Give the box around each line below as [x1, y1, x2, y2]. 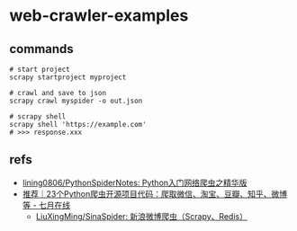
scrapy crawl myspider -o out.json [9, 96, 143, 105]
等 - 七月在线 [22, 200, 71, 210]
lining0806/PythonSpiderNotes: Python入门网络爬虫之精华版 [22, 177, 247, 188]
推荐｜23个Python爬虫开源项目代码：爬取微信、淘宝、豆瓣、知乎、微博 [22, 188, 288, 199]
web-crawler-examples [9, 5, 189, 26]
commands [9, 41, 74, 57]
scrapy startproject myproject [9, 73, 127, 82]
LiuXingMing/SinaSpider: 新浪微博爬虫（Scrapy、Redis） [35, 210, 247, 221]
